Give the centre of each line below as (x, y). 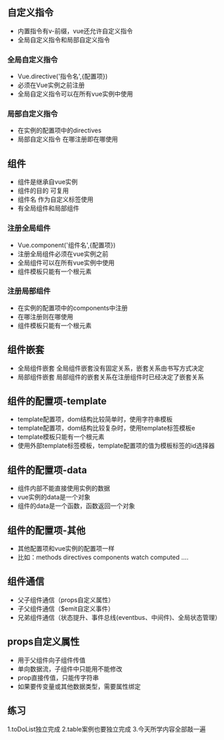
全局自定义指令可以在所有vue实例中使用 (75, 94)
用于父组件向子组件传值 (51, 660)
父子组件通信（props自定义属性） (66, 599)
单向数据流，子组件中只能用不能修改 (70, 669)
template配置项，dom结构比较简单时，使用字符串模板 (95, 419)
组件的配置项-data (47, 470)
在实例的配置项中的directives (59, 130)
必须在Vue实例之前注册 (51, 85)
